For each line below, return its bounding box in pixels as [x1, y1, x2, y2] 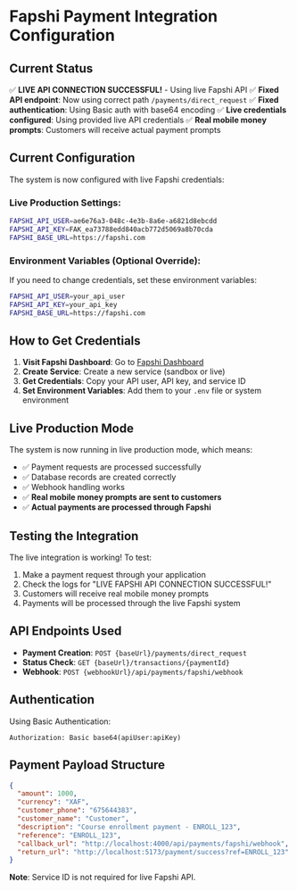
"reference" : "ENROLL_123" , [17, 830, 122, 840]
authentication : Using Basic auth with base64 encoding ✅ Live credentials [9, 104, 287, 115]
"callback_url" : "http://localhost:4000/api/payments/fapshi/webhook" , [17, 839, 290, 848]
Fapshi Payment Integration [9, 6, 219, 27]
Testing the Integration [9, 529, 139, 544]
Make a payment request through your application [21, 570, 207, 580]
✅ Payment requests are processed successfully [21, 462, 202, 472]
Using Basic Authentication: [9, 716, 111, 727]
